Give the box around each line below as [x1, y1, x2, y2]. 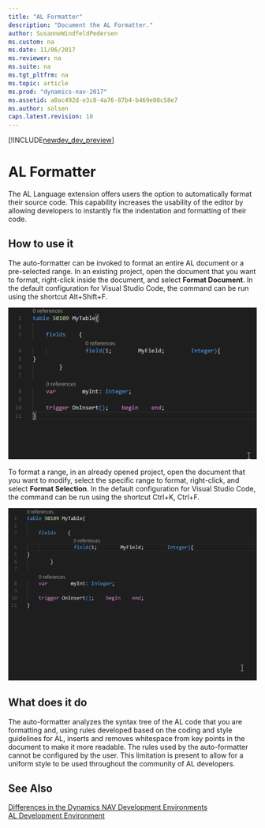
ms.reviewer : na [8, 55, 62, 62]
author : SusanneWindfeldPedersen [8, 29, 118, 37]
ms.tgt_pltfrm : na [8, 71, 69, 79]
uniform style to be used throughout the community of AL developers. [8, 758, 235, 768]
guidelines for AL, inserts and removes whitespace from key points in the [8, 733, 245, 743]
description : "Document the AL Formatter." [8, 21, 154, 29]
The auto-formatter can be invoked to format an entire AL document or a [8, 258, 244, 268]
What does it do [8, 696, 88, 709]
